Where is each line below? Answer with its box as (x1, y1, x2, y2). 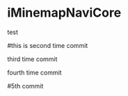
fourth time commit (7, 68, 62, 77)
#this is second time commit (7, 41, 88, 49)
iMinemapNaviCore (7, 5, 122, 21)
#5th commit (7, 81, 44, 90)
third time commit (7, 54, 58, 63)
